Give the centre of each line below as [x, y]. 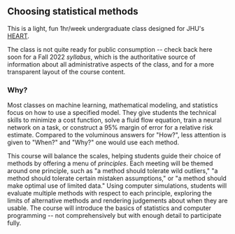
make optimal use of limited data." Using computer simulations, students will [117, 186]
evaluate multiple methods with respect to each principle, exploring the [109, 193]
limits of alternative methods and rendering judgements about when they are [117, 201]
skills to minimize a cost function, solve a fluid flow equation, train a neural [114, 120]
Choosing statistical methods [73, 12]
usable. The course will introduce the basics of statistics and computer [109, 208]
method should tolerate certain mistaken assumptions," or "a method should [117, 179]
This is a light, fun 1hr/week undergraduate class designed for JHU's [106, 28]
